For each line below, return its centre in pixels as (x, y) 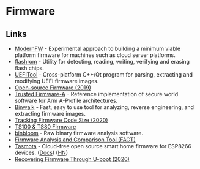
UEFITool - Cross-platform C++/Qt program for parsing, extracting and (104, 74)
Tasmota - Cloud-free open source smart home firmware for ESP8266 (103, 146)
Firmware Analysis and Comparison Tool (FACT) (75, 140)
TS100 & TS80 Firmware (45, 126)
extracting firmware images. (50, 114)
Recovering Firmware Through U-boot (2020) (72, 159)
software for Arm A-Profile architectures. (66, 100)
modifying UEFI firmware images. (57, 81)
